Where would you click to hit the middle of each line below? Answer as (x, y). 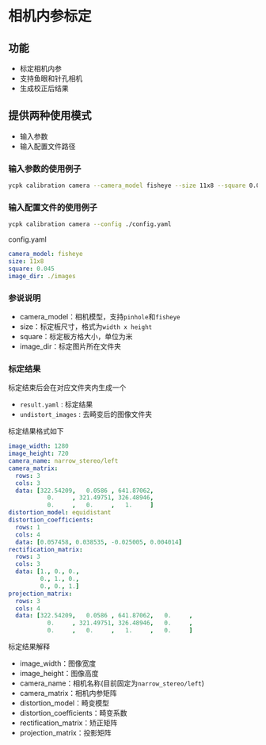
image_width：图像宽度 (58, 663)
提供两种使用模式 (50, 116)
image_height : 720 (38, 454)
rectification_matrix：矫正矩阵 (68, 723)
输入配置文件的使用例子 (53, 207)
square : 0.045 (32, 269)
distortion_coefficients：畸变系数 (73, 713)
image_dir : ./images (42, 276)
